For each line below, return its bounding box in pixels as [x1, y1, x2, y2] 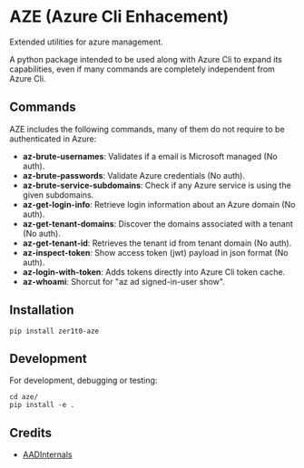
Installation [9, 302, 74, 318]
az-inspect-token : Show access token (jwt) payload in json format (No [22, 247, 289, 258]
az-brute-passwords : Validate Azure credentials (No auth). [22, 170, 245, 180]
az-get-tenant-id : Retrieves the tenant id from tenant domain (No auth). [22, 238, 292, 249]
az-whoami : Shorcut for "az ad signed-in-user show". [22, 276, 225, 287]
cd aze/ [9, 393, 39, 402]
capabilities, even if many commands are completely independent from [9, 63, 275, 74]
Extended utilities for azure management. [9, 36, 163, 47]
